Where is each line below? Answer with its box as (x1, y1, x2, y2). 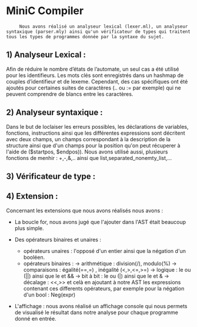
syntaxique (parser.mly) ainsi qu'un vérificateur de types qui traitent (6, 28, 191, 35)
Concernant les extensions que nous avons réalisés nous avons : (6, 207, 163, 214)
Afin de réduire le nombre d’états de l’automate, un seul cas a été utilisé (6, 65, 179, 72)
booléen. (23, 253, 45, 261)
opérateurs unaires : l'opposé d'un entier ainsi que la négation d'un (23, 247, 186, 254)
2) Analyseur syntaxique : (6, 108, 103, 118)
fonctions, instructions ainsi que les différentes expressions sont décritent (6, 129, 185, 136)
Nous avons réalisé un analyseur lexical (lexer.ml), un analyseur (19, 24, 188, 29)
